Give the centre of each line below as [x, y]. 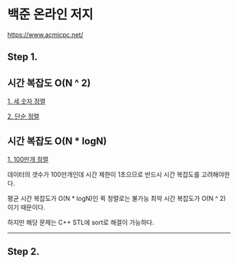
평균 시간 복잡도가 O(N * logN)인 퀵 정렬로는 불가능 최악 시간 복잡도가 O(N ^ [113, 198]
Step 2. [24, 252]
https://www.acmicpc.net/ [45, 34]
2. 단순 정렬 [23, 116]
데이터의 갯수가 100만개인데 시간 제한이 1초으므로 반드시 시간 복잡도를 [104, 174]
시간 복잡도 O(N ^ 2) [49, 83]
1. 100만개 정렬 [28, 159]
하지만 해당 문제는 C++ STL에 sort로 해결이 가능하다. [81, 222]
